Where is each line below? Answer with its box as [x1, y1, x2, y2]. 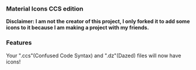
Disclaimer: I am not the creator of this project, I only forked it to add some [6, 18, 190, 25]
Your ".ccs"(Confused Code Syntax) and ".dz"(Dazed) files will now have [6, 52, 181, 59]
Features [6, 38, 32, 47]
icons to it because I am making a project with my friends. [6, 24, 149, 31]
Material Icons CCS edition [6, 5, 84, 13]
